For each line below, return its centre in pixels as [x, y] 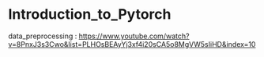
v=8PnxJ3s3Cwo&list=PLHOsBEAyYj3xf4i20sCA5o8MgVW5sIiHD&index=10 [132, 44]
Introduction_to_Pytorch [90, 14]
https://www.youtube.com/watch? [134, 36]
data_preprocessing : [43, 36]
